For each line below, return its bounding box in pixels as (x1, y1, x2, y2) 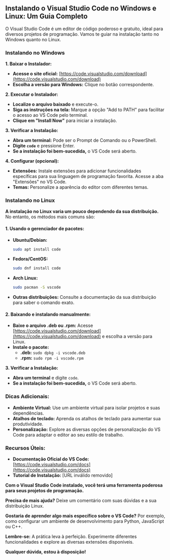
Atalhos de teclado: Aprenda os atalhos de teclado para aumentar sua (12, 415, 161, 421)
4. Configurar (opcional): (5, 158, 59, 164)
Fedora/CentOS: (12, 256, 48, 262)
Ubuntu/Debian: (12, 237, 47, 243)
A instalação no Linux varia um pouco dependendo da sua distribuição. (5, 209, 159, 215)
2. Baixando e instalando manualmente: (5, 311, 91, 317)
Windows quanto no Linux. (5, 36, 61, 42)
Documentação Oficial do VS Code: (12, 456, 89, 462)
